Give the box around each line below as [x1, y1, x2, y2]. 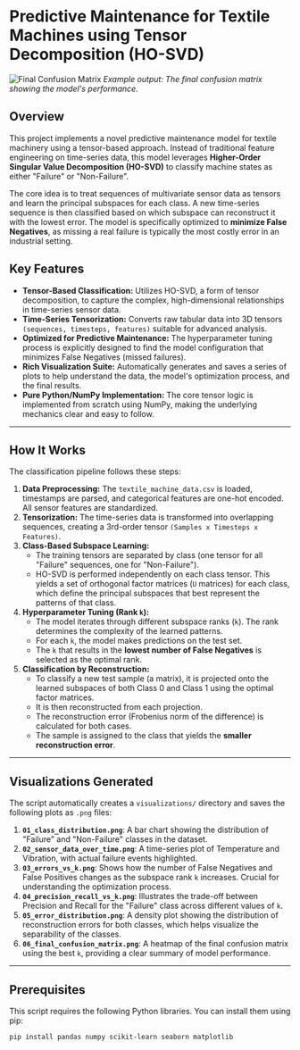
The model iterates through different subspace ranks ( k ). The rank [35, 616, 279, 627]
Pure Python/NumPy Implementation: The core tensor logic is [21, 389, 254, 400]
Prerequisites [9, 982, 86, 997]
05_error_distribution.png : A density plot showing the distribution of [21, 910, 279, 921]
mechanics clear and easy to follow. [21, 408, 154, 419]
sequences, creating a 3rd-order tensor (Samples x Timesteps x [21, 521, 259, 532]
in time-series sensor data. [21, 304, 121, 314]
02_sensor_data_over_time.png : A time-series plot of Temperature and [21, 844, 279, 854]
